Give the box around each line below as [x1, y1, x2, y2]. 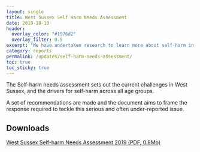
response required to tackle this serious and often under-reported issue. [6, 106, 184, 113]
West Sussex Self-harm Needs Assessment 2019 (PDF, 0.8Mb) [6, 139, 161, 146]
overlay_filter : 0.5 [11, 37, 63, 43]
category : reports [6, 48, 52, 54]
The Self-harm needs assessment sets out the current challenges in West [6, 81, 187, 88]
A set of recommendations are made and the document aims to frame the [6, 99, 187, 106]
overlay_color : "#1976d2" [11, 31, 77, 37]
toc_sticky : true [6, 64, 50, 71]
